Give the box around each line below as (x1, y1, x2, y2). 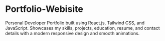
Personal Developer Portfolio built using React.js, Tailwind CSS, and (5, 20, 144, 26)
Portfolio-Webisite (5, 3, 84, 15)
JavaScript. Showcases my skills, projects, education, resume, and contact (5, 25, 160, 31)
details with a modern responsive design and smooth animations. (5, 30, 140, 36)
